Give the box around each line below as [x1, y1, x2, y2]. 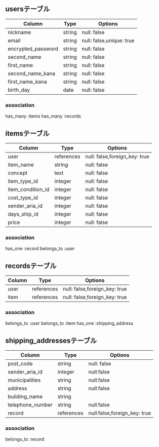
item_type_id [8, 177, 38, 184]
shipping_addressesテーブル [5, 336, 97, 345]
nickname [8, 28, 31, 35]
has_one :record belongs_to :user [5, 245, 75, 252]
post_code [8, 360, 33, 367]
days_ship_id [8, 210, 39, 217]
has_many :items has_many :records [5, 113, 82, 119]
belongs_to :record [5, 436, 45, 442]
